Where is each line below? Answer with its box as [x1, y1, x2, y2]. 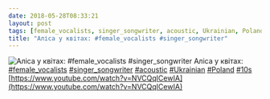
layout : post [8, 19, 52, 27]
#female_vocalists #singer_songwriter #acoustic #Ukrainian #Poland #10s [8, 65, 252, 75]
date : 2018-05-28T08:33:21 [8, 11, 99, 20]
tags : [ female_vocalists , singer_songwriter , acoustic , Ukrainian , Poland [8, 27, 264, 35]
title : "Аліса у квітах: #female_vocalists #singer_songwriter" [8, 34, 228, 43]
